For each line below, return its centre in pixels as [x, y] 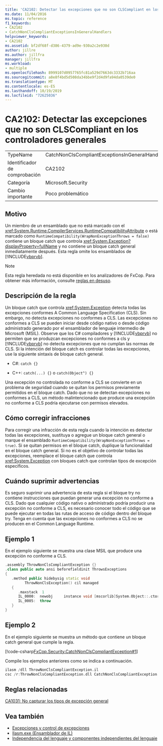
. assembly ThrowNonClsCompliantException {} [51, 565]
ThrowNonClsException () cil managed [61, 583]
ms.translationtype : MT [29, 82]
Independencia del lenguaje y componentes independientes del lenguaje [85, 738]
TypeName [20, 155]
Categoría [19, 183]
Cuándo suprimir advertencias [52, 481]
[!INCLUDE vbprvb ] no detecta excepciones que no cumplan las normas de [80, 343]
